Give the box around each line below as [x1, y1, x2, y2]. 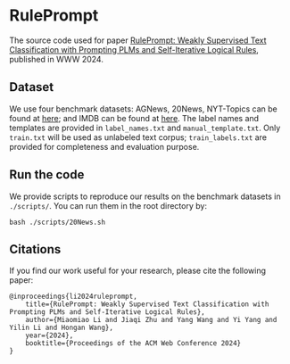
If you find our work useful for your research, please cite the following [9, 265, 266, 277]
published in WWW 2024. [9, 54, 104, 64]
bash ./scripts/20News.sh [9, 218, 105, 227]
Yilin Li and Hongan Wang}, [9, 323, 114, 333]
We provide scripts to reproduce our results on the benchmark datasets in [9, 191, 281, 202]
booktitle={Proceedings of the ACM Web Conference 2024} [25, 339, 242, 348]
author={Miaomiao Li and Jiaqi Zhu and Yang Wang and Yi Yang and [25, 316, 278, 325]
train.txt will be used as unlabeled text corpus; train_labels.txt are [9, 131, 268, 143]
